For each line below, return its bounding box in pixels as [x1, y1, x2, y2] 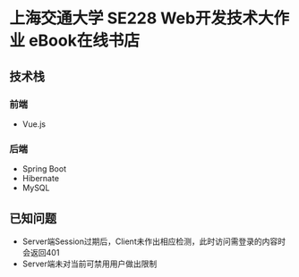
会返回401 [21, 247, 60, 257]
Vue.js [21, 118, 47, 130]
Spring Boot [21, 164, 67, 174]
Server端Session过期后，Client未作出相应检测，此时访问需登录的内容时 [21, 236, 286, 247]
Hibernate [21, 173, 60, 184]
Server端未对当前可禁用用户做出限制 [21, 258, 158, 269]
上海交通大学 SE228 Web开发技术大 [9, 8, 275, 29]
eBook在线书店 [28, 30, 141, 51]
